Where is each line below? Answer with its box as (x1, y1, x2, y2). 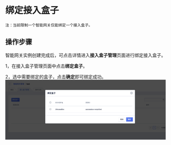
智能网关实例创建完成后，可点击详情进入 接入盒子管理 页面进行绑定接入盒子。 (5, 52, 166, 58)
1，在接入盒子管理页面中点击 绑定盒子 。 (5, 63, 88, 69)
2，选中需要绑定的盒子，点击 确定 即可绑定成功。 (5, 74, 106, 80)
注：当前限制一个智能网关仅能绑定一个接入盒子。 (5, 22, 93, 28)
